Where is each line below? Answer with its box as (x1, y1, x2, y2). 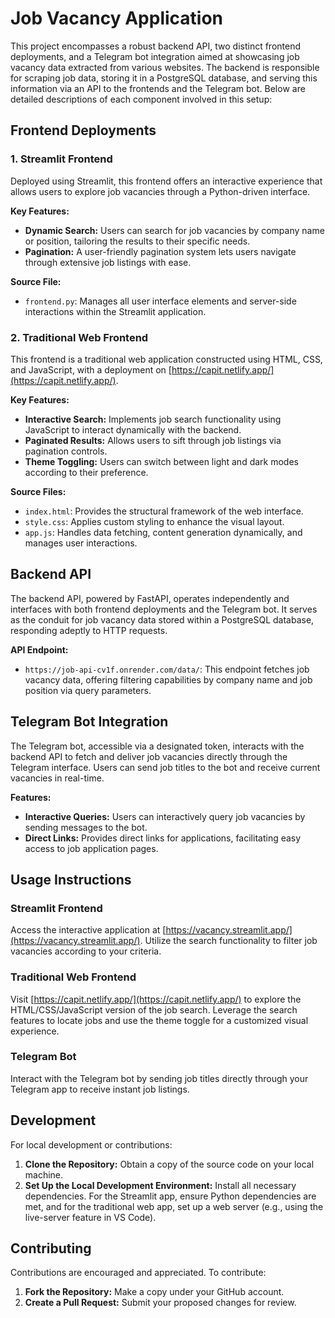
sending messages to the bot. (24, 821, 148, 833)
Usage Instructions (10, 871, 132, 888)
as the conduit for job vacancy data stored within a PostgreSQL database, (10, 613, 315, 626)
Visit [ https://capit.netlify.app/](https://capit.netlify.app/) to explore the (10, 993, 302, 1005)
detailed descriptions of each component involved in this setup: (10, 93, 273, 105)
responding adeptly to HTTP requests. (10, 624, 168, 636)
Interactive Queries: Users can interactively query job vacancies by (24, 810, 306, 822)
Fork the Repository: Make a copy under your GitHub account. (24, 1286, 285, 1298)
